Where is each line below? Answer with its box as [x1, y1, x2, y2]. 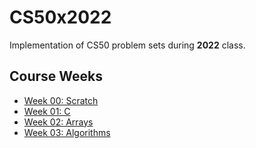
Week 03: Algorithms [23, 126, 111, 138]
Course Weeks [9, 68, 103, 85]
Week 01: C [23, 105, 71, 117]
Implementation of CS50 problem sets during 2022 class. [9, 39, 246, 51]
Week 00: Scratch [23, 94, 99, 106]
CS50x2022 [9, 6, 112, 29]
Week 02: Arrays [23, 116, 94, 128]
